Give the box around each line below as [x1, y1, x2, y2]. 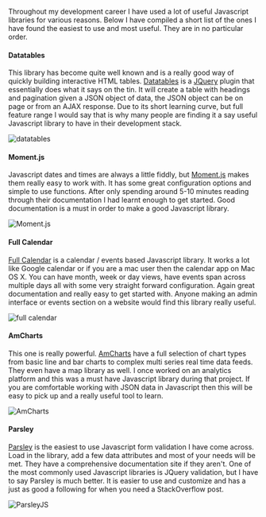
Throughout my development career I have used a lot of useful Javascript [8, 7, 249, 16]
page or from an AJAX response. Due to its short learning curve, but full [8, 102, 244, 111]
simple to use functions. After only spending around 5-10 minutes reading [8, 187, 249, 196]
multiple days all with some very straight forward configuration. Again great [8, 280, 256, 290]
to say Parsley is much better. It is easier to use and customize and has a [8, 476, 246, 486]
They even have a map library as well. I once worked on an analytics [8, 365, 232, 375]
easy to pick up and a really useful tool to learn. [8, 391, 164, 400]
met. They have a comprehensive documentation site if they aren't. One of [8, 459, 252, 468]
